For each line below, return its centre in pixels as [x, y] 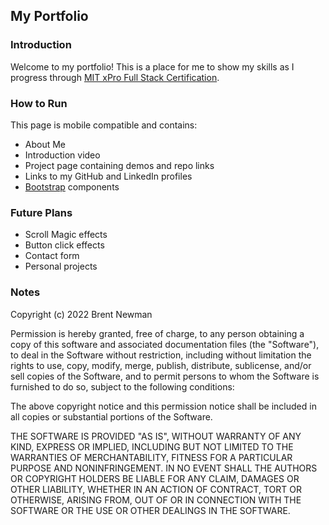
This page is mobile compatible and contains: [104, 125]
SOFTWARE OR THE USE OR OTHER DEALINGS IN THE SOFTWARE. [150, 510]
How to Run [39, 103]
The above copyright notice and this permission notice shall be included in [163, 406]
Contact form [52, 256]
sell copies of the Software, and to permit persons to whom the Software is [165, 376]
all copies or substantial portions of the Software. [111, 416]
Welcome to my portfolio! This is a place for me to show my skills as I [152, 66]
